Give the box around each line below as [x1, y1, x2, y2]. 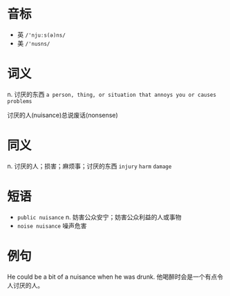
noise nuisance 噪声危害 [17, 221, 87, 230]
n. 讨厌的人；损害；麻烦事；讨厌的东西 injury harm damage [7, 162, 172, 170]
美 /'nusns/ [17, 39, 50, 47]
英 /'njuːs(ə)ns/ [17, 30, 66, 39]
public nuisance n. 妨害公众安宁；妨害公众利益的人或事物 [17, 212, 182, 221]
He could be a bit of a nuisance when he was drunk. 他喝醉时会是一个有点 [7, 272, 218, 281]
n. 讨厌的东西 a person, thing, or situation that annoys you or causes [7, 90, 216, 98]
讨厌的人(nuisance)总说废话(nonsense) [7, 111, 119, 119]
